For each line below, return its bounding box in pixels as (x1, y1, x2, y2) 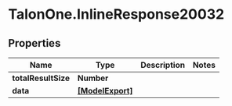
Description (140, 60, 186, 70)
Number (77, 72, 109, 83)
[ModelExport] (77, 86, 133, 96)
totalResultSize (12, 72, 71, 83)
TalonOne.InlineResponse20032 (8, 5, 225, 23)
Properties (8, 37, 61, 50)
